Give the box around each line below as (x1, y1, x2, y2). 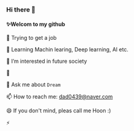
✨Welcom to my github (6, 21, 65, 28)
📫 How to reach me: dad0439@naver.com (6, 93, 113, 100)
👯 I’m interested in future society (6, 57, 88, 65)
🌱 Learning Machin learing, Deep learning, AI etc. (6, 46, 129, 53)
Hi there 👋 (6, 5, 36, 14)
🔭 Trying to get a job (6, 34, 57, 42)
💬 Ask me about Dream (6, 81, 61, 88)
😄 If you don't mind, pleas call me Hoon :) (6, 107, 112, 114)
